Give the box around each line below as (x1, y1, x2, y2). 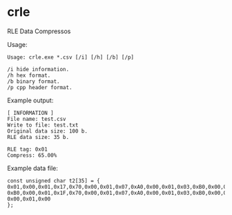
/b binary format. (7, 77, 60, 85)
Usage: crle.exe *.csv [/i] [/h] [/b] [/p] (7, 53, 135, 61)
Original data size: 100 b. (7, 127, 88, 135)
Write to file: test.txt (7, 122, 79, 129)
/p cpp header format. (7, 84, 72, 91)
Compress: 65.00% (7, 151, 57, 159)
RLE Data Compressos (7, 27, 71, 35)
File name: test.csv (7, 115, 67, 122)
